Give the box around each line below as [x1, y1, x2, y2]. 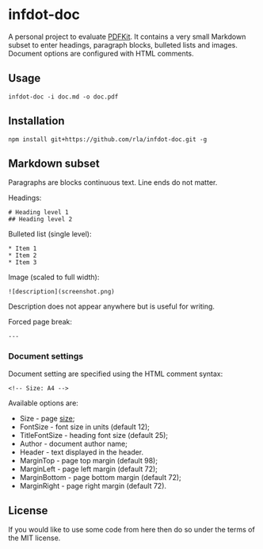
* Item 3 [8, 259, 37, 267]
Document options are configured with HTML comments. [8, 48, 194, 58]
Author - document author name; [19, 439, 128, 448]
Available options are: [8, 398, 79, 408]
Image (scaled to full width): [8, 272, 100, 282]
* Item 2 [8, 251, 37, 259]
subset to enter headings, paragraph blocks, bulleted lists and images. [8, 40, 238, 49]
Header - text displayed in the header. [19, 447, 144, 457]
